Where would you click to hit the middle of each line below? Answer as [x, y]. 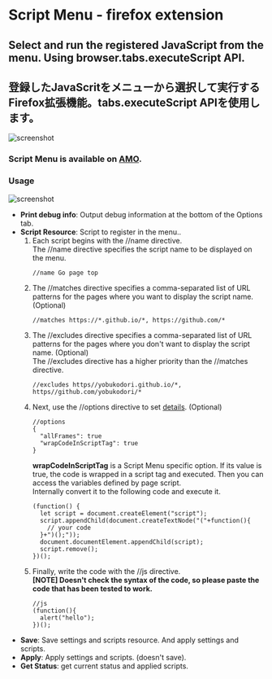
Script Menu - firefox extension [116, 15]
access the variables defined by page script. [107, 483]
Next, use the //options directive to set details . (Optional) [127, 407]
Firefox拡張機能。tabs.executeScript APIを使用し [134, 102]
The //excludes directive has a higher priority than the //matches [140, 361]
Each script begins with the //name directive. [107, 240]
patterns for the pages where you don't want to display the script [141, 344]
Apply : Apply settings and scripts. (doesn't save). [103, 657]
